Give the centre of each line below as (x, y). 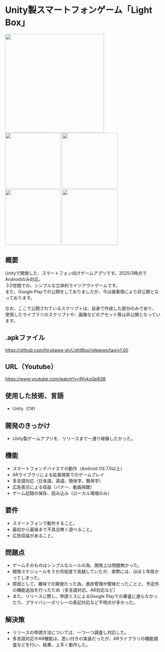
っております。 (20, 298)
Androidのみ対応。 (24, 279)
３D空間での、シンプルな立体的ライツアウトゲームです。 (62, 285)
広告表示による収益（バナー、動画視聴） (53, 487)
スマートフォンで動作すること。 (45, 523)
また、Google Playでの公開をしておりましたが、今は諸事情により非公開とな (82, 291)
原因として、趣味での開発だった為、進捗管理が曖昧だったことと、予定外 (86, 584)
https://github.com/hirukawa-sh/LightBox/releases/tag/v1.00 (67, 350)
